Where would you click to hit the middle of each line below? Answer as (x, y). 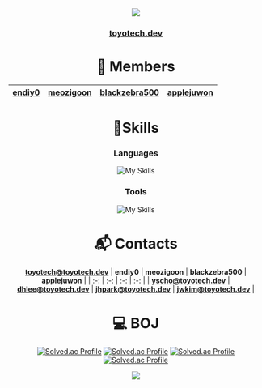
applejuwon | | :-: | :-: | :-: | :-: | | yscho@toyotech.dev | (136, 280)
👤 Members (136, 67)
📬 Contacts (136, 243)
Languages (136, 153)
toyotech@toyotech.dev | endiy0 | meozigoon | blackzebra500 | (136, 271)
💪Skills (136, 128)
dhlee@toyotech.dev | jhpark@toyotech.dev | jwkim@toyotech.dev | (136, 289)
